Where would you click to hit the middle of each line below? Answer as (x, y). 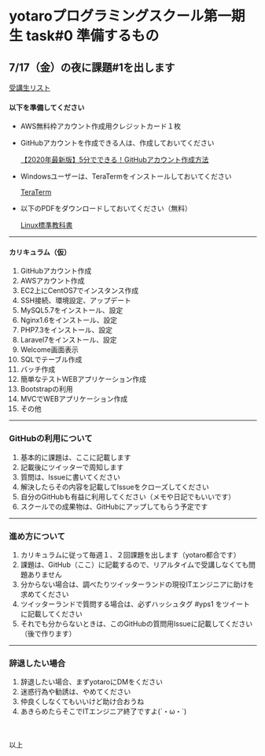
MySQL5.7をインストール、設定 (72, 310)
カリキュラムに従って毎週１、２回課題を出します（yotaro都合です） (130, 555)
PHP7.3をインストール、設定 (66, 330)
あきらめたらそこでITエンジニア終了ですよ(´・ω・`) (103, 712)
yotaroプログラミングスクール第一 (120, 16)
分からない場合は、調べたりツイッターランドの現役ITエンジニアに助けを (137, 584)
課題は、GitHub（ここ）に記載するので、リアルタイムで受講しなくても (134, 565)
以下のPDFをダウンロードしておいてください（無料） (106, 209)
